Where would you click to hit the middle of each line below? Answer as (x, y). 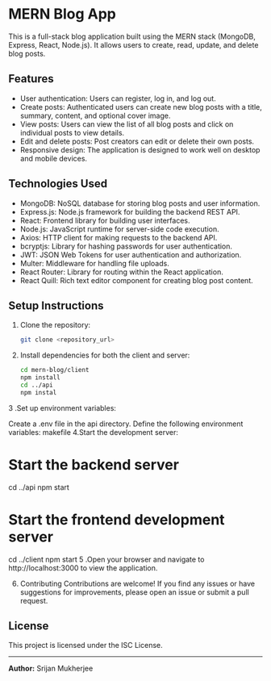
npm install (40, 378)
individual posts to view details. (72, 132)
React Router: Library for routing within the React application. (121, 272)
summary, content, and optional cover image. (95, 115)
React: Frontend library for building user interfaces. (105, 220)
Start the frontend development (117, 519)
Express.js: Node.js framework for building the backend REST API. (130, 211)
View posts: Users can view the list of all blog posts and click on (127, 124)
